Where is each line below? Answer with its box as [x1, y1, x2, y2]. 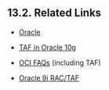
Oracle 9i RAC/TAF [18, 73, 80, 82]
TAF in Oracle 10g [18, 43, 76, 52]
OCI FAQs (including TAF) [18, 58, 101, 67]
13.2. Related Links [7, 6, 102, 20]
